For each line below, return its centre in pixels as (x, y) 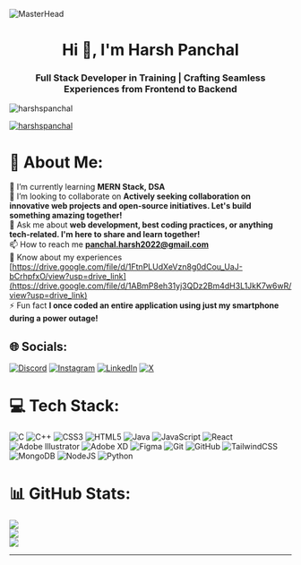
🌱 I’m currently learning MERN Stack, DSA (87, 187)
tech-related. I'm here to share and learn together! (105, 235)
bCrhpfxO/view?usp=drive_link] (68, 277)
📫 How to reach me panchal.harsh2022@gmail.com (109, 244)
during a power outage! (54, 319)
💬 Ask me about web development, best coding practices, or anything (141, 225)
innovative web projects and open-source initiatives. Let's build (130, 206)
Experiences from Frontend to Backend (150, 90)
